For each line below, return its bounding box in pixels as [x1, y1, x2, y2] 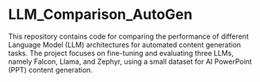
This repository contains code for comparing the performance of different [8, 32, 249, 41]
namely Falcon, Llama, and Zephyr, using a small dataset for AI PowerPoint [8, 57, 252, 66]
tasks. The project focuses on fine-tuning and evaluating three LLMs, [8, 48, 234, 58]
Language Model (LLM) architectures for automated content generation [8, 39, 242, 49]
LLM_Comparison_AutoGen [8, 6, 193, 24]
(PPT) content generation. [8, 65, 94, 74]
